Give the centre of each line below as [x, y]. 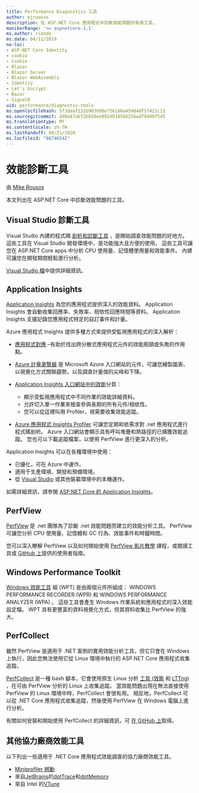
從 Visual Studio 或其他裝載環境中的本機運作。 [71, 479]
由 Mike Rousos [25, 187]
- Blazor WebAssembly [33, 78]
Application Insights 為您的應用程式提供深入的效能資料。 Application [89, 304]
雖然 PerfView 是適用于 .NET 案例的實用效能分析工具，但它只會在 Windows [98, 651]
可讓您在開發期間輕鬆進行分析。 [45, 258]
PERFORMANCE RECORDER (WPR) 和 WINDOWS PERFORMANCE [86, 594]
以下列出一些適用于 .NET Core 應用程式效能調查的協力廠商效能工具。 [90, 756]
